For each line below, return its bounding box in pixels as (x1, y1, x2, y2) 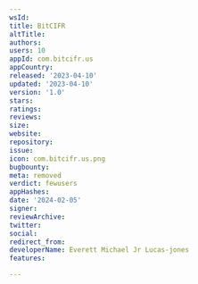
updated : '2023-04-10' (9, 79, 94, 88)
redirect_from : (9, 238, 66, 246)
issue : (9, 146, 34, 155)
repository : (9, 138, 54, 146)
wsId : (9, 13, 29, 22)
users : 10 (9, 46, 46, 55)
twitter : (9, 221, 42, 230)
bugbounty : (9, 163, 50, 171)
